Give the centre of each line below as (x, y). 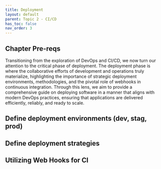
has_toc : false (21, 24)
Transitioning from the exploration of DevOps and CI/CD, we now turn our (80, 60)
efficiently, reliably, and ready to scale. (45, 103)
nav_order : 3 (19, 28)
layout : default (22, 14)
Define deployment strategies (52, 143)
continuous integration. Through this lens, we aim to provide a (69, 87)
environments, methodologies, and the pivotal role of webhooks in (73, 82)
